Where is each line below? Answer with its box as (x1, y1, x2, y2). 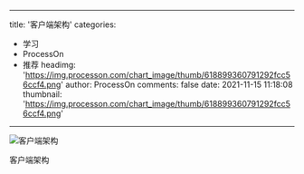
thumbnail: (22, 89, 62, 100)
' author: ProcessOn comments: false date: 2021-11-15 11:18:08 (60, 79, 293, 90)
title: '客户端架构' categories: (9, 19, 117, 30)
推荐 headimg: (22, 60, 77, 70)
